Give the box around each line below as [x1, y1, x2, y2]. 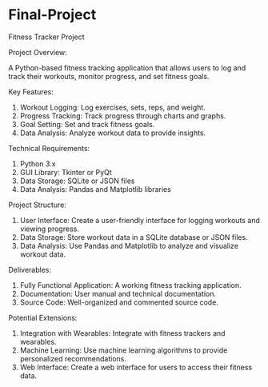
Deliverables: [8, 265, 52, 274]
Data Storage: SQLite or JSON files [19, 176, 135, 186]
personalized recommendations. [19, 353, 126, 363]
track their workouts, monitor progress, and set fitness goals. [8, 71, 210, 81]
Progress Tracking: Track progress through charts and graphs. [19, 110, 226, 121]
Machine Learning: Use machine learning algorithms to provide [19, 345, 228, 355]
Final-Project [8, 6, 97, 24]
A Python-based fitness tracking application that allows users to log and [8, 62, 246, 73]
